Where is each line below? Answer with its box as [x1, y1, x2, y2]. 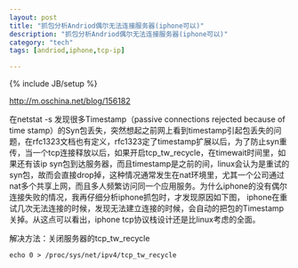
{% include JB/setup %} [9, 78, 98, 89]
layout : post [9, 12, 58, 22]
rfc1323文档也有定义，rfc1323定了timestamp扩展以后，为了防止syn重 [32, 136, 287, 147]
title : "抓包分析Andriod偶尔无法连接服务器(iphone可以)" [9, 21, 205, 30]
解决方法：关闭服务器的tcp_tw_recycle [9, 233, 150, 244]
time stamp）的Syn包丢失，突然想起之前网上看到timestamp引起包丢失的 [9, 126, 274, 136]
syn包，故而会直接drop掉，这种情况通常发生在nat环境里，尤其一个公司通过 [9, 170, 285, 181]
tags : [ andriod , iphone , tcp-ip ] [9, 46, 125, 55]
